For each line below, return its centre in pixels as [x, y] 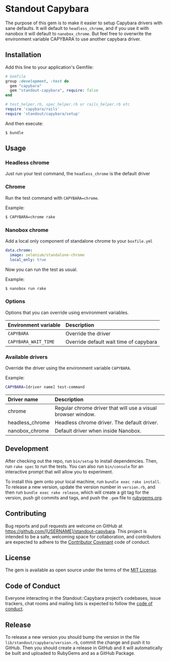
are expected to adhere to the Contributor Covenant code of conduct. [78, 542]
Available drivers [27, 357]
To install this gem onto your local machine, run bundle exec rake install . [83, 481]
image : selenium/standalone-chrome [47, 255]
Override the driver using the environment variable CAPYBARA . [68, 368]
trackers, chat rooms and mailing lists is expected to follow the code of [79, 604]
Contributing [26, 514]
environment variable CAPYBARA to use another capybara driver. [73, 39]
